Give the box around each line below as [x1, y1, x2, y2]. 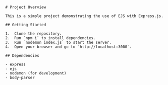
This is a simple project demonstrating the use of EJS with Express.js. [5, 14, 164, 19]
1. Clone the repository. [5, 31, 62, 36]
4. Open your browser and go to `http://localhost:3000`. [5, 44, 132, 49]
